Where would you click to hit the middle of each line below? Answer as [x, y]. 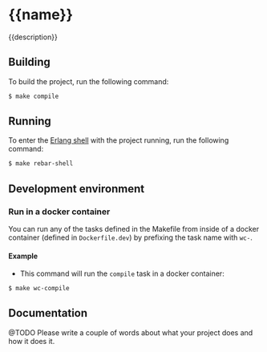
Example [23, 256]
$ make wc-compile [39, 289]
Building [29, 62]
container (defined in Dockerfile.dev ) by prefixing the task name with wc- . [130, 237]
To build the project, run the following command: [89, 81]
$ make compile [34, 96]
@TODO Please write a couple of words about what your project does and [131, 332]
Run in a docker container [59, 212]
